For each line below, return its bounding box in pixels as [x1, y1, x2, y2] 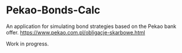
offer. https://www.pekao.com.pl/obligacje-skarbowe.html [6, 29, 145, 36]
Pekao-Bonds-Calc [6, 3, 100, 17]
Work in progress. [6, 40, 49, 47]
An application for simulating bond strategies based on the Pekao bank [6, 23, 177, 30]
